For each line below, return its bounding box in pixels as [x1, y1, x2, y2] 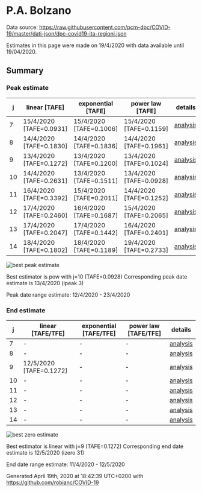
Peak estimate [6, 84, 49, 92]
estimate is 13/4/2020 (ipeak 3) [6, 279, 84, 286]
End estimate [6, 306, 46, 314]
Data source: [6, 24, 38, 31]
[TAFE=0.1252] [124, 194, 169, 202]
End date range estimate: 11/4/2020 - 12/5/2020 [6, 461, 125, 468]
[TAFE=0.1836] [73, 142, 118, 150]
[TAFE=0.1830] [23, 142, 68, 150]
